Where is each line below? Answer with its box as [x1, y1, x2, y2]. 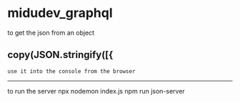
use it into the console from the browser [7, 67, 136, 75]
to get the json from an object [7, 28, 95, 37]
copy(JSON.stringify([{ [7, 49, 114, 61]
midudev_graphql [7, 5, 113, 21]
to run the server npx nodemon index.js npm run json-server [7, 86, 186, 95]
